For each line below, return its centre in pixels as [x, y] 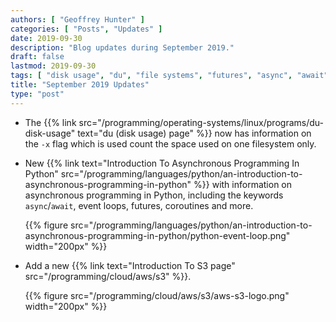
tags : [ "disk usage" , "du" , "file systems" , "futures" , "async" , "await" [169, 76]
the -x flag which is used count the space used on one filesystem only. [170, 143]
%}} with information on [243, 184]
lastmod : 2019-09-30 [53, 66]
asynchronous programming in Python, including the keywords [154, 195]
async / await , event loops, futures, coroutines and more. [139, 205]
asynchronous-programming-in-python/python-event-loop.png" [157, 235]
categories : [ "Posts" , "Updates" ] [86, 29]
